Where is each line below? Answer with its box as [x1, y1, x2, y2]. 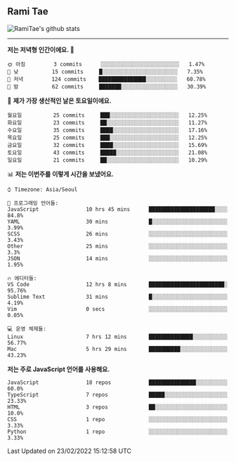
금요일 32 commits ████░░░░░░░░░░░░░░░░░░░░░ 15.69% [7, 141, 208, 148]
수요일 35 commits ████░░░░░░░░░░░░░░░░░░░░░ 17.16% [7, 127, 208, 134]
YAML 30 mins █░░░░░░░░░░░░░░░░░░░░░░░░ [7, 218, 228, 225]
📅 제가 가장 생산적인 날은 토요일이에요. [7, 96, 112, 105]
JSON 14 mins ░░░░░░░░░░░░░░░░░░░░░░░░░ [7, 255, 228, 262]
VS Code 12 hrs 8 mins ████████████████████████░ [7, 281, 228, 288]
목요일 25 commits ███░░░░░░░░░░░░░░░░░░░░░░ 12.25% [7, 134, 208, 141]
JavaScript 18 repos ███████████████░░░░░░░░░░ [7, 379, 228, 386]
